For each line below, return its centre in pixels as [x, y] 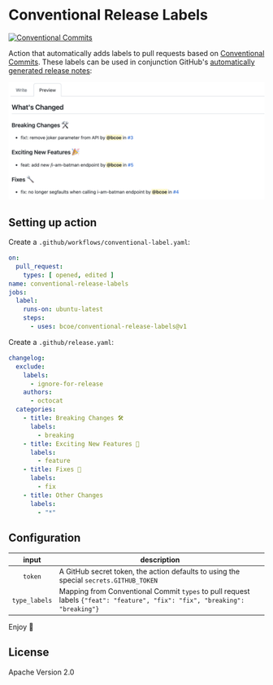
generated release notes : [50, 70]
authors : [38, 392]
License [29, 652]
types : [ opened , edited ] [69, 275]
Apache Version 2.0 [41, 672]
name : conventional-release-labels [69, 284]
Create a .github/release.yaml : [61, 342]
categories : [36, 410]
